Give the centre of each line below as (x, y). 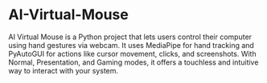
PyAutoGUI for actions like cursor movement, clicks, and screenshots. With (132, 53)
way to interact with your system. (64, 70)
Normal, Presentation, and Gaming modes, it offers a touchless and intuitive (133, 62)
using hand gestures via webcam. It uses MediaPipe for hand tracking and (131, 45)
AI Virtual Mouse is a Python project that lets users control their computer (130, 37)
